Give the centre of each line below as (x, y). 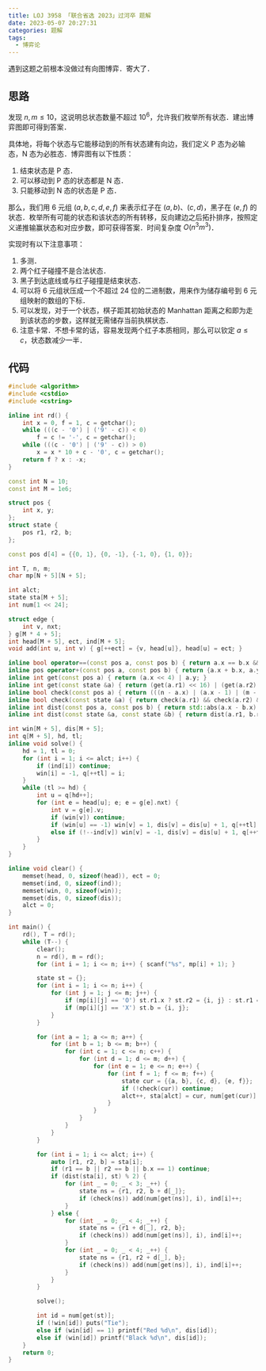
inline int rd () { (38, 416)
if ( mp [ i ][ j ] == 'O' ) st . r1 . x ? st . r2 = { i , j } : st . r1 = (162, 1001)
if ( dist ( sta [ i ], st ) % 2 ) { (99, 1177)
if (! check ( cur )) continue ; (168, 1088)
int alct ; (25, 590)
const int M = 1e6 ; (40, 488)
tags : (17, 38)
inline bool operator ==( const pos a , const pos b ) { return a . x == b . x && (134, 663)
